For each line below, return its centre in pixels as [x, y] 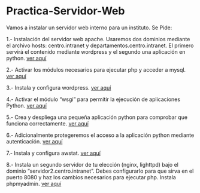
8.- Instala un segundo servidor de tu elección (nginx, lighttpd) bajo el [92, 164]
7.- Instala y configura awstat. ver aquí [53, 153]
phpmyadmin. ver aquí [34, 183]
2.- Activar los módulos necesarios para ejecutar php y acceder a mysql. [96, 69]
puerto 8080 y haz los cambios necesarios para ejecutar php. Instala [91, 177]
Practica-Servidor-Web [66, 11]
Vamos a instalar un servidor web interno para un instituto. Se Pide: [89, 27]
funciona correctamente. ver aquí [47, 123]
